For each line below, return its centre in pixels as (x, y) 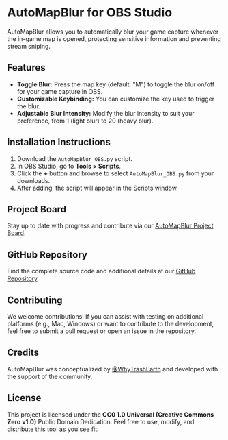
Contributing (35, 300)
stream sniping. (29, 46)
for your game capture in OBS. (60, 91)
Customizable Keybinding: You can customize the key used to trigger (116, 99)
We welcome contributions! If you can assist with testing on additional (105, 316)
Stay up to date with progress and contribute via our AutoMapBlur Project (110, 226)
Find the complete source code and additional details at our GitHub (101, 271)
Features (26, 68)
